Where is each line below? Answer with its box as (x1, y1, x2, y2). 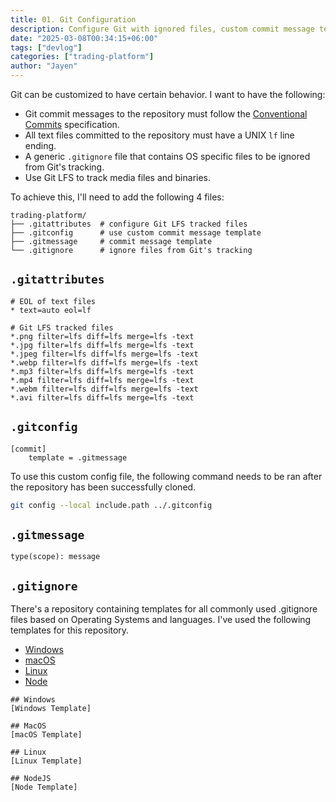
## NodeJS (10, 774, 52, 784)
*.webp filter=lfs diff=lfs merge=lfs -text (10, 357, 199, 368)
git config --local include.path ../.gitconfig (10, 500, 213, 510)
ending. (24, 140, 57, 151)
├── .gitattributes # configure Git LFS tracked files (10, 219, 248, 229)
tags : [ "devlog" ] (10, 42, 83, 53)
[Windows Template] (10, 704, 92, 714)
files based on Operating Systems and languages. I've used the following (10, 614, 312, 626)
